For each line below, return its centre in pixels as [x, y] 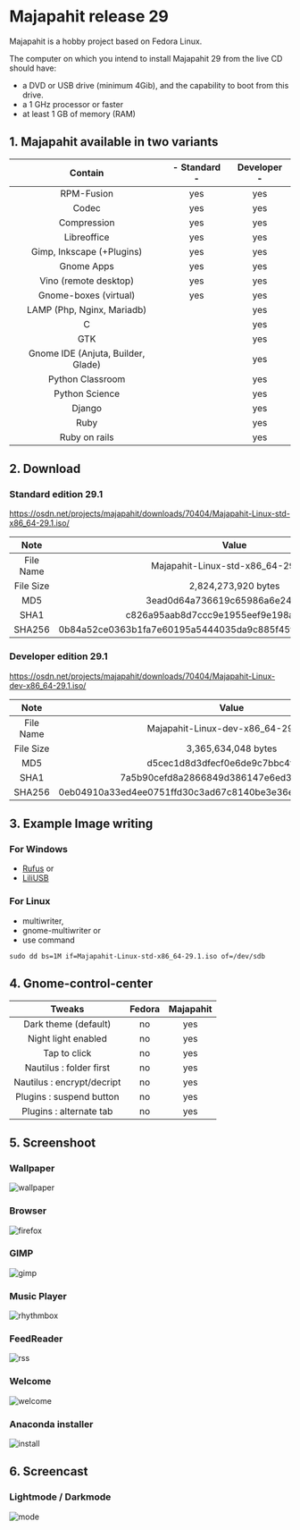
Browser [28, 1211]
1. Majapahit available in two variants [114, 142]
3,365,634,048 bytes [232, 748]
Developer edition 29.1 [59, 656]
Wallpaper [32, 1168]
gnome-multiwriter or [61, 930]
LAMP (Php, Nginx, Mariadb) [87, 309]
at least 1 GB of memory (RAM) [79, 114]
